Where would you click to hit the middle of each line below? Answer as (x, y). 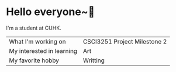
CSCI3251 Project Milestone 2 (125, 41)
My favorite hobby (34, 60)
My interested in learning (43, 51)
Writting (94, 60)
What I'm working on (37, 41)
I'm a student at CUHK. (34, 28)
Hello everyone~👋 (51, 12)
